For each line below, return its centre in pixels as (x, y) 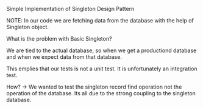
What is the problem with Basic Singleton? (59, 39)
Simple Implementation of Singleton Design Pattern (70, 9)
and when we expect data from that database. (64, 57)
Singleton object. (27, 27)
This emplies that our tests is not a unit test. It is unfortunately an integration (102, 69)
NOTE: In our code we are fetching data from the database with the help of (100, 20)
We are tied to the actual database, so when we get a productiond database (101, 50)
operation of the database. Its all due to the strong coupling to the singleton (101, 93)
